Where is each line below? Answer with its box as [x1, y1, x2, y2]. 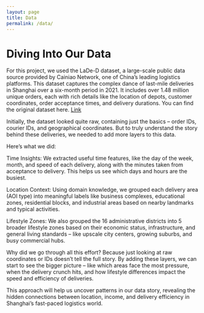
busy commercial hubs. [6, 237, 66, 244]
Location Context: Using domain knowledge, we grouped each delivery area [6, 186, 198, 194]
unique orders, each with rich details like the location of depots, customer [6, 93, 192, 100]
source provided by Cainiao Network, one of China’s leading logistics [6, 74, 181, 81]
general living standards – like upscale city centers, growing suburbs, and [6, 230, 192, 238]
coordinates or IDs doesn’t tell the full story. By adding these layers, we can [6, 255, 197, 263]
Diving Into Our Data [6, 47, 111, 61]
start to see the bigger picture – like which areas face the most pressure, [6, 262, 190, 270]
